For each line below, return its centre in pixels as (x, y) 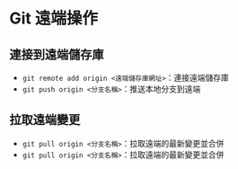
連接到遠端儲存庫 (57, 54)
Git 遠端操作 (54, 18)
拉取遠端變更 (45, 120)
